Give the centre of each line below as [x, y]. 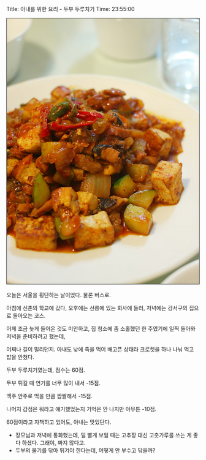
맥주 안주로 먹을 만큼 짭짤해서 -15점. [50, 396]
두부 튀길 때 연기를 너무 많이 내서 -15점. [54, 383]
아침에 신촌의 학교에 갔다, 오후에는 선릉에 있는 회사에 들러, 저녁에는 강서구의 [97, 308]
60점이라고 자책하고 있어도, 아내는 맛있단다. [59, 422]
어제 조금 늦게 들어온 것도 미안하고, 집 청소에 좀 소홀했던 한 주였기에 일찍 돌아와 [101, 329]
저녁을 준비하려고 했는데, [36, 336]
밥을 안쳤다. [21, 357]
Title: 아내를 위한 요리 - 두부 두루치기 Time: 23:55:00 [71, 9]
